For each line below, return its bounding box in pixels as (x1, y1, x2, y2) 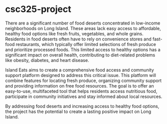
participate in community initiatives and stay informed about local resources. (5, 93, 163, 99)
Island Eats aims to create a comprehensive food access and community (5, 66, 155, 73)
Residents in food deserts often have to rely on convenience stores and (5, 36, 152, 42)
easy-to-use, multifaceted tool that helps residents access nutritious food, (5, 88, 158, 94)
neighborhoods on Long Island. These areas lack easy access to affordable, (5, 25, 161, 31)
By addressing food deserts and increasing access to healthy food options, (5, 103, 160, 109)
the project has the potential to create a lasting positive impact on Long (5, 108, 152, 114)
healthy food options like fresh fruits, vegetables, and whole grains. (5, 30, 144, 36)
